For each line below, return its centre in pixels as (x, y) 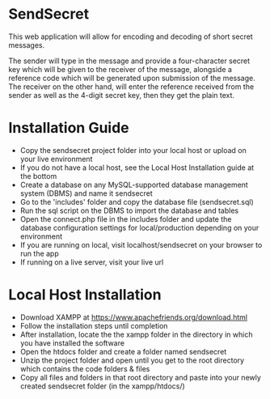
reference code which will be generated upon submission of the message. (132, 78)
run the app (39, 253)
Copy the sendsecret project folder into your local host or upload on (133, 150)
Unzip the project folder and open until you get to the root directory (132, 360)
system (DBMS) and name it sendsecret (86, 193)
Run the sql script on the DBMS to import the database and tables (129, 210)
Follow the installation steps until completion (94, 325)
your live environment (56, 159)
